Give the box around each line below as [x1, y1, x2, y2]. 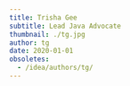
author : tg [9, 38, 50, 47]
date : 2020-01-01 [9, 47, 74, 56]
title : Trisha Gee [9, 13, 77, 22]
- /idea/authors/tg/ [17, 64, 93, 73]
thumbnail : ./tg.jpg [9, 30, 86, 39]
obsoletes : [9, 55, 50, 64]
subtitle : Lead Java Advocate [9, 21, 122, 30]
